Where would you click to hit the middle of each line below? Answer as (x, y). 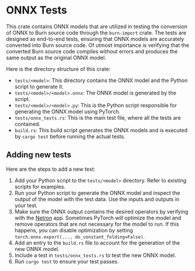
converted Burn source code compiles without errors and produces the (92, 51)
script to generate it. (39, 86)
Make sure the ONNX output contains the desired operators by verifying (101, 211)
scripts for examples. (40, 187)
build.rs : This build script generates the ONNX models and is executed (101, 130)
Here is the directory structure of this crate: (59, 69)
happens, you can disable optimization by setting (74, 230)
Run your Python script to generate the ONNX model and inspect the (97, 193)
